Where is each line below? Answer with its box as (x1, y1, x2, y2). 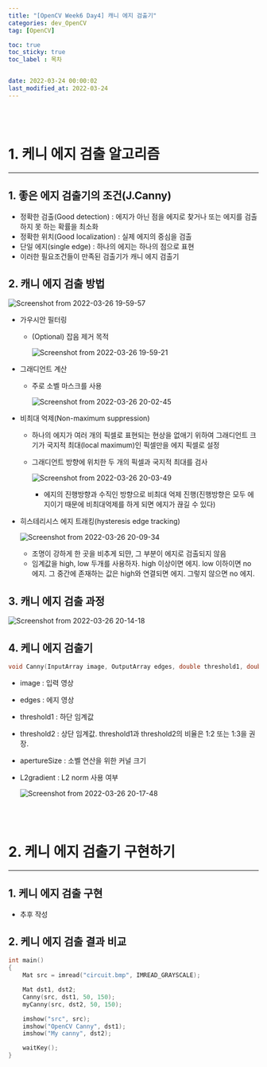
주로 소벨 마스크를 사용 (31, 381, 103, 391)
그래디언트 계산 (19, 364, 68, 374)
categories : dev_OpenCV (8, 19, 87, 27)
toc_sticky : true (8, 49, 66, 57)
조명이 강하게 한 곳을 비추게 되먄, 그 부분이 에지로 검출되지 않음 (31, 549, 226, 558)
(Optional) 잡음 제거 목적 (31, 332, 110, 342)
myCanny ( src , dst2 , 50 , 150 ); (22, 1000, 123, 1008)
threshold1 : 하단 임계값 (19, 712, 94, 721)
